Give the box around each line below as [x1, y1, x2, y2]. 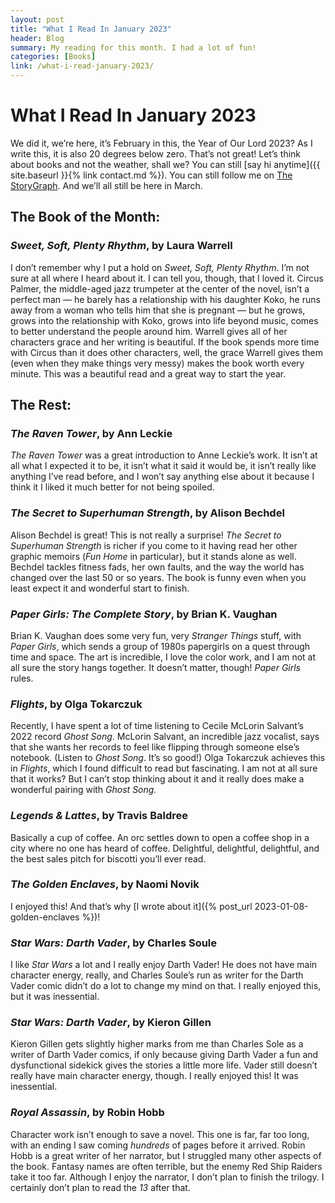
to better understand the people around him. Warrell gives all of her [10, 325, 288, 337]
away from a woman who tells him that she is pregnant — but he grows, [10, 304, 306, 316]
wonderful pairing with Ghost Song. [10, 784, 157, 796]
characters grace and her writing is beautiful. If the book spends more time [10, 336, 320, 348]
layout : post [10, 14, 65, 25]
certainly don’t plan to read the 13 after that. [10, 1181, 191, 1193]
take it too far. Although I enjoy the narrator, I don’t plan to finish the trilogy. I [10, 1171, 325, 1183]
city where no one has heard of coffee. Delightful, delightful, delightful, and [10, 842, 320, 854]
